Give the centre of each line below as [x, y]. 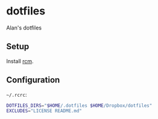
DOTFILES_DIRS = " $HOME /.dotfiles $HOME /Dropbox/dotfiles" [79, 105]
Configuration [33, 80]
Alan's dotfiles [24, 28]
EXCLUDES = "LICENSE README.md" [44, 111]
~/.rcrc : [17, 94]
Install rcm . [20, 61]
